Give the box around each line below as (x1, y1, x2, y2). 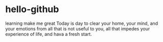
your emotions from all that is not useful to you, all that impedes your (5, 25, 150, 31)
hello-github (5, 4, 59, 15)
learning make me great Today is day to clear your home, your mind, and (5, 20, 158, 26)
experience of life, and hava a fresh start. (5, 31, 92, 37)
